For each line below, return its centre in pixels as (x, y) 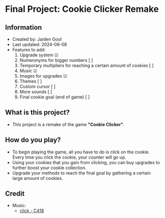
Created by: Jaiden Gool (37, 39)
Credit (15, 194)
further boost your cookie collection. (49, 168)
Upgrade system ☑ (39, 55)
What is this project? (37, 112)
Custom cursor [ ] (37, 87)
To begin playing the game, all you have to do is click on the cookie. (81, 152)
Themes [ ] (31, 81)
